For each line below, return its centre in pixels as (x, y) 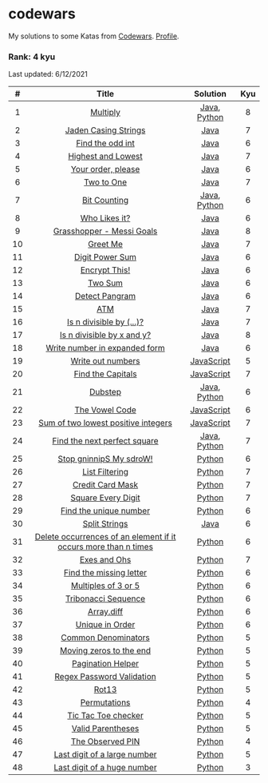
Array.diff (105, 612)
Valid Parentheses (105, 729)
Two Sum (105, 283)
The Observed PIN (105, 741)
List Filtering (106, 472)
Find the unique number (105, 511)
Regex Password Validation (106, 677)
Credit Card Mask (105, 485)
